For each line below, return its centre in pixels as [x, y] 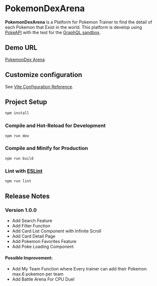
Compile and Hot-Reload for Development [55, 126]
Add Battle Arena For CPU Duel [43, 279]
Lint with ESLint [24, 171]
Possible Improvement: [29, 258]
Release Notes [27, 196]
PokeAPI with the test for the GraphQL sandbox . [53, 32]
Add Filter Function [31, 226]
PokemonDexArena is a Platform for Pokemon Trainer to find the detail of [78, 22]
